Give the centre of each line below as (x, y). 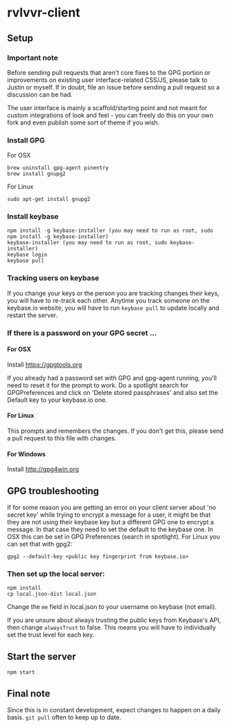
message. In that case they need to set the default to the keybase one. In (110, 529)
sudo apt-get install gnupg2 (49, 200)
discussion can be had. (40, 94)
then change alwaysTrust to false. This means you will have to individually (112, 628)
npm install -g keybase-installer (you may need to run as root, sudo (110, 231)
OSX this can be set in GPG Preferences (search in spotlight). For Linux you (114, 537)
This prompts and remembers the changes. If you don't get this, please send (115, 431)
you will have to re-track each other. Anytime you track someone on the (108, 300)
